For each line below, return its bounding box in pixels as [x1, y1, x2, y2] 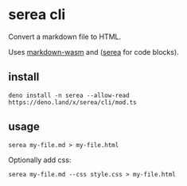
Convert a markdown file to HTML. [8, 32, 122, 41]
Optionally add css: [8, 155, 72, 165]
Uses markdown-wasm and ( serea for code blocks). [8, 47, 179, 56]
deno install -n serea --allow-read [8, 91, 130, 99]
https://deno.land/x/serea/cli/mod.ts [8, 98, 137, 107]
